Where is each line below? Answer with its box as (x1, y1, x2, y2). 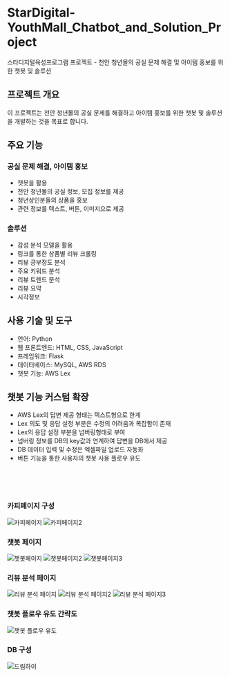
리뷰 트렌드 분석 (17, 275, 60, 284)
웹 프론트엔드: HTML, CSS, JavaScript (17, 343, 123, 351)
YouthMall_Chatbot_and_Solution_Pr (7, 19, 222, 35)
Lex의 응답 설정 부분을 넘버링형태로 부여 (17, 428, 126, 436)
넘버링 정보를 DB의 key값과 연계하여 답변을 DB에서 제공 (17, 437, 168, 445)
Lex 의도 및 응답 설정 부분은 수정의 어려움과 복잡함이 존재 (17, 420, 171, 428)
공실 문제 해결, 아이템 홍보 (7, 162, 88, 171)
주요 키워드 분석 (17, 266, 60, 275)
